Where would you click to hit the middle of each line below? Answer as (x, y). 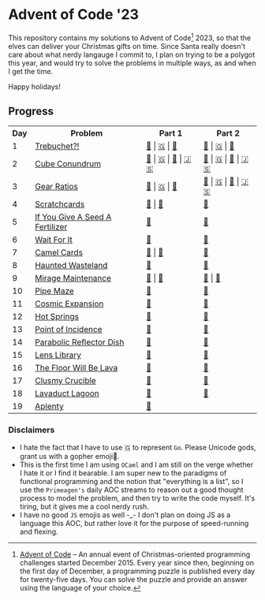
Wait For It (54, 240)
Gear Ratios (57, 187)
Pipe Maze (55, 291)
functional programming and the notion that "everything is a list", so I (131, 481)
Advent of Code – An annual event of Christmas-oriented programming (135, 554)
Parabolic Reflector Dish (80, 342)
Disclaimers (32, 430)
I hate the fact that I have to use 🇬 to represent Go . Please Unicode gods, (138, 447)
